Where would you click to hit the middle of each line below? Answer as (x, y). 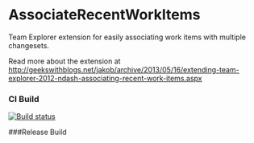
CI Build (24, 99)
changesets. (29, 45)
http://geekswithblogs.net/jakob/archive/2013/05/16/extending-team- (124, 69)
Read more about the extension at (65, 61)
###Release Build (37, 132)
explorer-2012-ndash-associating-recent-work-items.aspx (105, 78)
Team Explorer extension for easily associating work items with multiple (127, 37)
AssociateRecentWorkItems (104, 15)
